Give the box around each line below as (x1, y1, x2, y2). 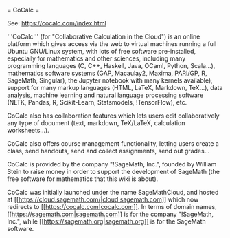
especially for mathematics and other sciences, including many (7, 54, 186, 63)
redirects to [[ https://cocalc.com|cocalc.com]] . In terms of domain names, (7, 203, 218, 210)
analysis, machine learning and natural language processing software (7, 91, 204, 99)
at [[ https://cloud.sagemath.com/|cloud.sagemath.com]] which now (7, 195, 199, 204)
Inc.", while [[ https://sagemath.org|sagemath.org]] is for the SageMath (7, 217, 206, 226)
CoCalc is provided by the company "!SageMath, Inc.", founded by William (7, 160, 217, 168)
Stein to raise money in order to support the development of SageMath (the (7, 168, 220, 175)
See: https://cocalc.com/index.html (7, 19, 106, 27)
